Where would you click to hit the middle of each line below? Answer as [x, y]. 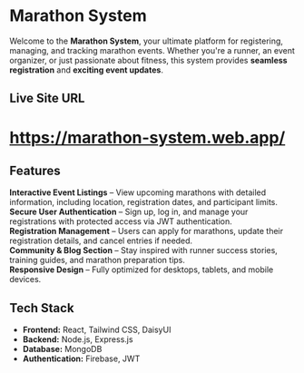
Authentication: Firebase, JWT [81, 358]
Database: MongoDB [62, 349]
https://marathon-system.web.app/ [147, 137]
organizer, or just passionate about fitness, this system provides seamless [148, 60]
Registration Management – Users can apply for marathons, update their [147, 231]
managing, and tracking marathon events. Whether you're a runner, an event [152, 50]
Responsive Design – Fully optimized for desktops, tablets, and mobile [142, 270]
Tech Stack [42, 308]
